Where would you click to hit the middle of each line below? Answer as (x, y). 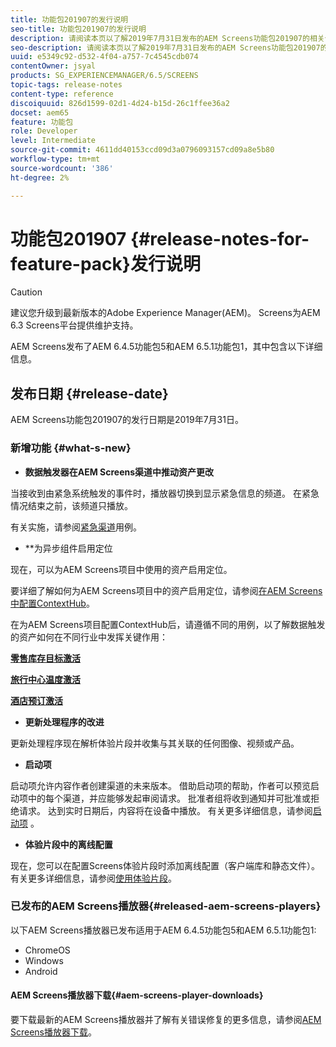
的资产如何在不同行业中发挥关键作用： (89, 637)
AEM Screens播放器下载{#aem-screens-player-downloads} (137, 995)
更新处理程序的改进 (64, 722)
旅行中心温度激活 (45, 679)
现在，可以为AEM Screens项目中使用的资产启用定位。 (121, 569)
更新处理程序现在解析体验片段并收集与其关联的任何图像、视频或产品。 (155, 743)
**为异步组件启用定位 (68, 548)
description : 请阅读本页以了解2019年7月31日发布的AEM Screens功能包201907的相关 (167, 38)
